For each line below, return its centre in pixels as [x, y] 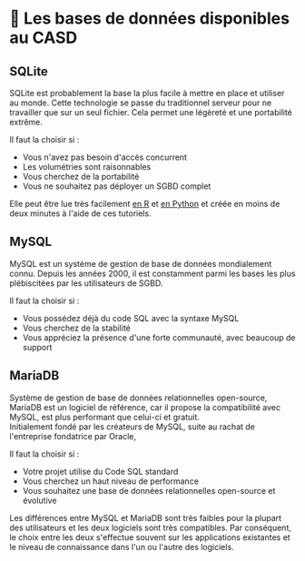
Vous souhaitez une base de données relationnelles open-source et [149, 490]
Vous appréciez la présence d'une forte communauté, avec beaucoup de [159, 337]
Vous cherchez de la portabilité [81, 177]
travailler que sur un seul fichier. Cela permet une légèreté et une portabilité [151, 112]
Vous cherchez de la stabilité [77, 328]
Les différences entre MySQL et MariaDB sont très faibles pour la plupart [146, 517]
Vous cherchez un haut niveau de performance [111, 481]
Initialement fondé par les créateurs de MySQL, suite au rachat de [133, 427]
